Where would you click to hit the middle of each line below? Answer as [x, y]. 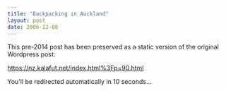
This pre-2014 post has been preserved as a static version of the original [113, 47]
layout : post [26, 20]
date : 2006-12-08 [33, 27]
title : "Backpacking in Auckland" [58, 14]
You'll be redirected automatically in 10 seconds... [79, 82]
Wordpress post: [31, 54]
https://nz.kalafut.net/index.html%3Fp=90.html [76, 68]
